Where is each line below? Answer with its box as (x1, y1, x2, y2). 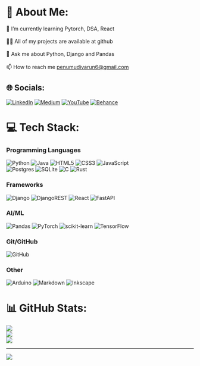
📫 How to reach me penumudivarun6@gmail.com (6, 63, 129, 70)
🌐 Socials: (6, 83, 45, 93)
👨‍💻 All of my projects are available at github (6, 37, 113, 45)
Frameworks (6, 181, 43, 189)
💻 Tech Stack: (6, 120, 80, 134)
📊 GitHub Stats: (6, 301, 87, 315)
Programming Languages (6, 146, 82, 154)
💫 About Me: (6, 5, 69, 19)
